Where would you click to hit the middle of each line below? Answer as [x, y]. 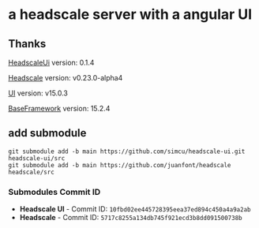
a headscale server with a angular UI [130, 15]
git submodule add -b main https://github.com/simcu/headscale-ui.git [127, 151]
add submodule [47, 133]
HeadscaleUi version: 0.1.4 [51, 62]
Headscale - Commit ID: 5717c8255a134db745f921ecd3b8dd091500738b [131, 218]
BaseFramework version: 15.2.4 [59, 108]
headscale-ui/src [37, 158]
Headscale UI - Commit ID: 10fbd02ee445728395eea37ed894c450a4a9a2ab [135, 209]
